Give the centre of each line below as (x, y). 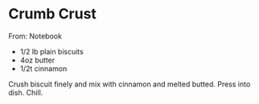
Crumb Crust (52, 14)
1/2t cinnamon (43, 68)
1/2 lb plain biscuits (52, 51)
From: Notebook (35, 36)
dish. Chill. (26, 92)
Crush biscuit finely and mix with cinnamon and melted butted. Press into (129, 84)
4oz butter (37, 60)
